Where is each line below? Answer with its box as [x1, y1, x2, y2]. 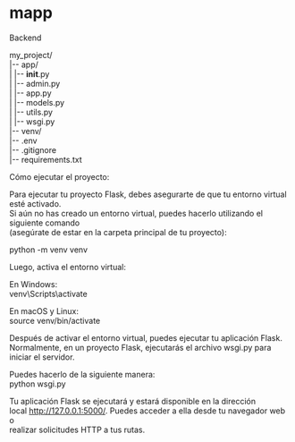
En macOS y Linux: [9, 305, 79, 316]
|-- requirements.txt [9, 154, 82, 165]
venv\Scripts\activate [9, 288, 88, 299]
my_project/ [9, 49, 53, 60]
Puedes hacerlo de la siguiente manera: [9, 369, 156, 379]
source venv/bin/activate [9, 315, 101, 326]
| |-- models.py [9, 97, 65, 107]
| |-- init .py [9, 68, 50, 79]
